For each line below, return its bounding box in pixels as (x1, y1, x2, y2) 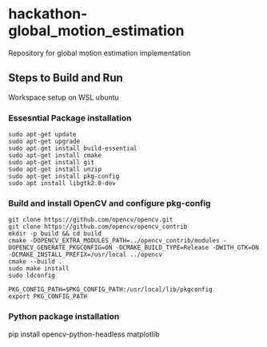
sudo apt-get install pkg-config (8, 172, 120, 180)
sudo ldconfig (8, 272, 56, 280)
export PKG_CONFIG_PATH (8, 293, 88, 301)
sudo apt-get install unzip (8, 165, 102, 174)
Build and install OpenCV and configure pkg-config (8, 197, 211, 208)
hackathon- (8, 5, 88, 23)
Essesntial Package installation (8, 112, 132, 124)
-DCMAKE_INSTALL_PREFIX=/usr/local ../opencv (8, 250, 162, 259)
